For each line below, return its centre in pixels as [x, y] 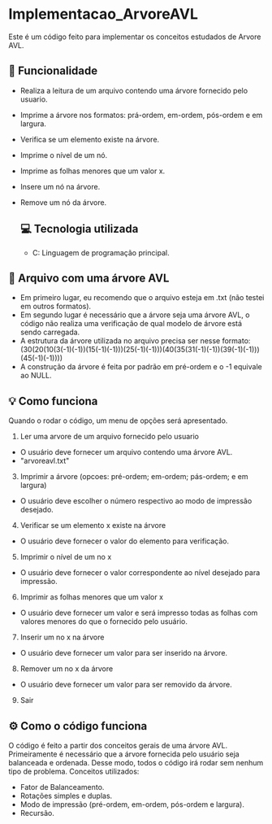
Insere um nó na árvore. [60, 186]
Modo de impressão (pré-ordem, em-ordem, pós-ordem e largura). [132, 804]
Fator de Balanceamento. [62, 787]
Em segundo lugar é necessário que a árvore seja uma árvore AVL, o [135, 315]
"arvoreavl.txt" [45, 461]
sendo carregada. [50, 332]
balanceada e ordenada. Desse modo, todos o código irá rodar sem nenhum [136, 763]
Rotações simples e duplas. [66, 796]
